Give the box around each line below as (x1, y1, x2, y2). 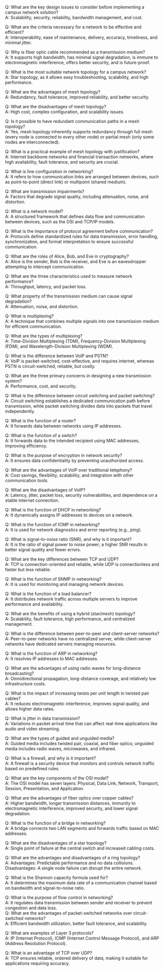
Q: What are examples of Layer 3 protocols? (5, 930, 94, 936)
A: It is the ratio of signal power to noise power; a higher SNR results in (5, 541, 148, 547)
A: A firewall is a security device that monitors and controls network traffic (5, 760, 155, 766)
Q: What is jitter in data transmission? (5, 715, 80, 721)
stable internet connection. (5, 497, 60, 503)
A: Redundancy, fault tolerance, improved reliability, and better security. (5, 94, 150, 100)
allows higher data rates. (5, 706, 55, 712)
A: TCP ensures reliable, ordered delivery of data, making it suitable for (5, 955, 148, 961)
